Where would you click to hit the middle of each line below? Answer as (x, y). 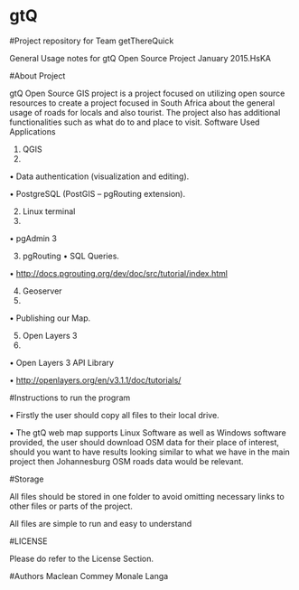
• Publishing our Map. (50, 318)
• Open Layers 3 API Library (62, 362)
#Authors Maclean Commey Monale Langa (89, 576)
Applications (33, 131)
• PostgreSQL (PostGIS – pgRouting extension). (98, 193)
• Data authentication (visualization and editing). (99, 176)
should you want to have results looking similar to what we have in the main (150, 452)
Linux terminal (49, 211)
